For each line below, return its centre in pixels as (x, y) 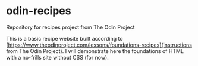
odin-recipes (39, 11)
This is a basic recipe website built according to (65, 38)
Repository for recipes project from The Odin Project (70, 27)
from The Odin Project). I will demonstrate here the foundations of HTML (95, 51)
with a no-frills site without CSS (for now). (57, 57)
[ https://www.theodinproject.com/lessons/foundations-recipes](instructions (99, 45)
